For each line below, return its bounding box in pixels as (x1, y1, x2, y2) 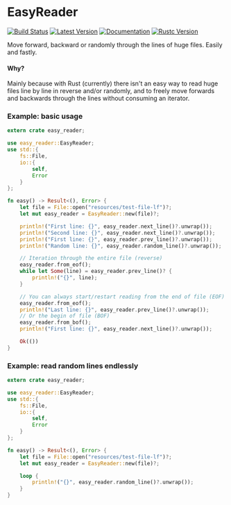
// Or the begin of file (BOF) (19, 313, 110, 320)
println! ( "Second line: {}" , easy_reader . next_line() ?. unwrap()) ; (19, 229, 216, 236)
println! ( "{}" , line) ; (32, 274, 98, 281)
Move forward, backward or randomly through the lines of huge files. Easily (7, 40, 223, 49)
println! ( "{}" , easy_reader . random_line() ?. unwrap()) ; (32, 479, 194, 486)
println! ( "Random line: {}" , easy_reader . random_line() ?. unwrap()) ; (19, 242, 222, 249)
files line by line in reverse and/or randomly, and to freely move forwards (7, 87, 215, 95)
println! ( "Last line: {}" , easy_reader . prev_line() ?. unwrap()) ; (19, 306, 209, 313)
